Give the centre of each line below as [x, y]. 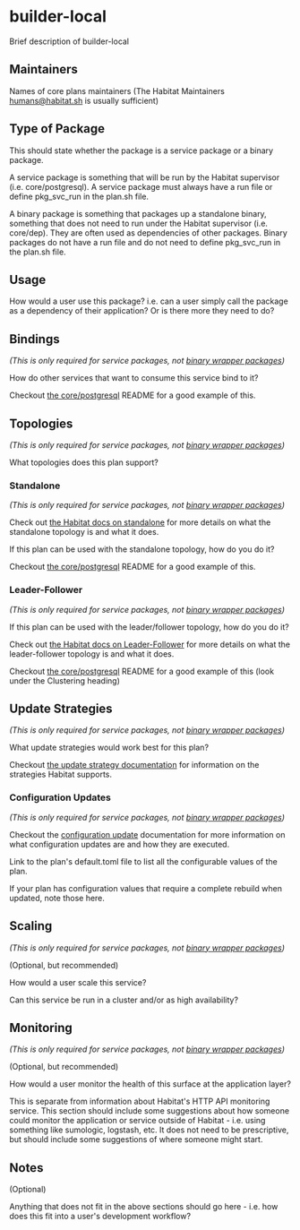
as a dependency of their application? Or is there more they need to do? [142, 311]
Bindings [34, 339]
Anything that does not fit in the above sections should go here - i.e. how [144, 1207]
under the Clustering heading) [65, 680]
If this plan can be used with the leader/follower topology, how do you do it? [149, 627]
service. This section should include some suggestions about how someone [149, 1111]
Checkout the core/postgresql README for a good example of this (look [142, 671]
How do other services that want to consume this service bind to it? [134, 378]
